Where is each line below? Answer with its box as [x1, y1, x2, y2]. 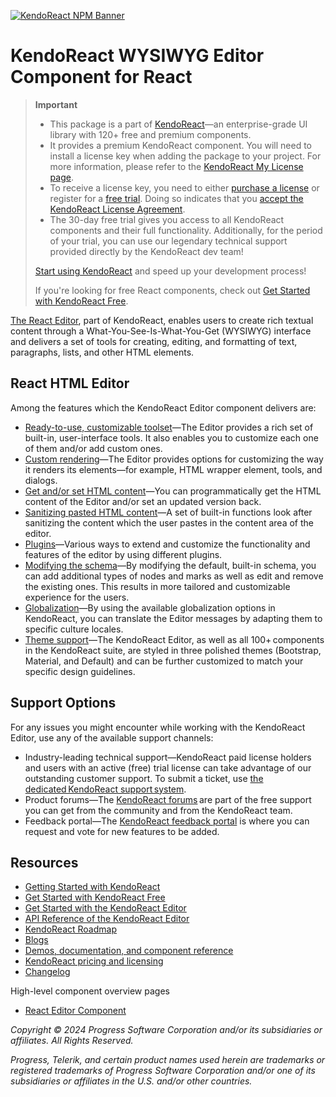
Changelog [24, 966, 71, 978]
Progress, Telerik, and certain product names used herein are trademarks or [10, 1054, 326, 1066]
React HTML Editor [10, 375, 130, 392]
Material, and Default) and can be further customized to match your [24, 655, 304, 667]
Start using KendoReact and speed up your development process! [34, 265, 307, 277]
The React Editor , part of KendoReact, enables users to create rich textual [10, 314, 314, 326]
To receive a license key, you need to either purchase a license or [49, 181, 320, 194]
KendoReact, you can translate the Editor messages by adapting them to [24, 612, 323, 624]
